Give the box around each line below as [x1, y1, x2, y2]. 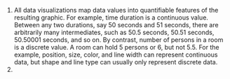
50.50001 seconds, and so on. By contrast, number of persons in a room [13, 36, 224, 44]
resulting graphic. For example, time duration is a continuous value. [13, 13, 209, 22]
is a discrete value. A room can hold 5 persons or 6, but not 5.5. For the [13, 43, 219, 51]
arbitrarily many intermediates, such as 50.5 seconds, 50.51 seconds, [13, 28, 215, 36]
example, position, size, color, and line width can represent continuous [13, 50, 218, 59]
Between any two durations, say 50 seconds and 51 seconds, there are [13, 21, 219, 29]
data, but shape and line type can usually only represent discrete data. [13, 58, 218, 66]
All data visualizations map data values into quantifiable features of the [13, 6, 219, 14]
